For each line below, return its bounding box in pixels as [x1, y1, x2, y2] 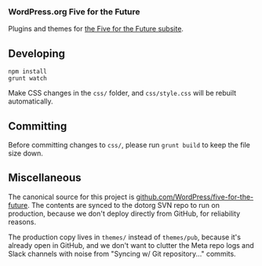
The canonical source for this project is [8, 191, 135, 202]
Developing [8, 46, 65, 60]
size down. [8, 148, 43, 158]
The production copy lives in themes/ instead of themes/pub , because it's [8, 232, 242, 242]
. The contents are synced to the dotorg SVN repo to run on [27, 200, 220, 210]
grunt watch [8, 75, 47, 82]
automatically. [8, 97, 53, 106]
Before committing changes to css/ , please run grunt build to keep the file [8, 140, 251, 149]
